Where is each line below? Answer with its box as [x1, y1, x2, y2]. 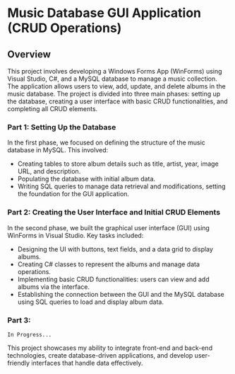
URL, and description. [17, 167, 81, 176]
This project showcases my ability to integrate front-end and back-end [7, 344, 213, 352]
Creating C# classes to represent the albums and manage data [17, 260, 200, 268]
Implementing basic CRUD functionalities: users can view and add [17, 275, 210, 283]
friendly [7, 358, 30, 367]
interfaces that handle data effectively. [31, 358, 143, 367]
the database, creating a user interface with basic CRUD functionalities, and [7, 97, 228, 106]
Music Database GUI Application [7, 5, 202, 21]
